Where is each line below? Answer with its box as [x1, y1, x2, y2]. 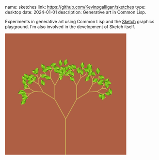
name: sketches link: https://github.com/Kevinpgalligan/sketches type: [5, 4, 146, 10]
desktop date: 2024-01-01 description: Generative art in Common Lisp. [5, 9, 146, 15]
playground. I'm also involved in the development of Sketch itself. [5, 24, 135, 30]
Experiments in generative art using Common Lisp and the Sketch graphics [5, 19, 155, 24]
